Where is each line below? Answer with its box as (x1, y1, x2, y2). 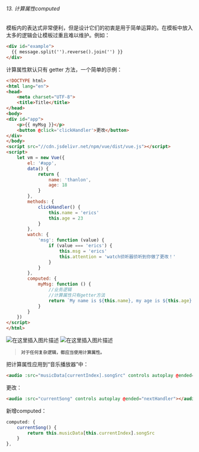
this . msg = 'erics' (59, 248, 108, 254)
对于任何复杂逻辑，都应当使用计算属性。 (20, 350, 105, 356)
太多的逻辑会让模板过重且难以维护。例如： (6, 32, 110, 39)
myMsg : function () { (37, 281, 92, 288)
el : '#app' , (27, 160, 57, 166)
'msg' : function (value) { (37, 237, 105, 243)
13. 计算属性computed (6, 5, 60, 12)
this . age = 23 (48, 215, 84, 221)
